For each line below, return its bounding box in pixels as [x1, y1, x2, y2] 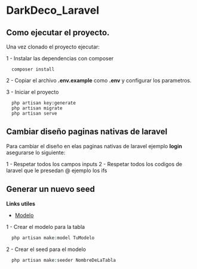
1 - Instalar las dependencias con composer [6, 55, 114, 62]
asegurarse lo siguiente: [6, 149, 66, 156]
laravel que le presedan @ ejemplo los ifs [6, 167, 107, 174]
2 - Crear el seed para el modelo [6, 246, 87, 253]
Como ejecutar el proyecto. [6, 27, 110, 38]
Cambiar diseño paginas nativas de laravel [6, 127, 168, 137]
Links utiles [6, 200, 36, 207]
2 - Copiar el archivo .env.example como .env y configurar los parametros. [6, 77, 192, 84]
